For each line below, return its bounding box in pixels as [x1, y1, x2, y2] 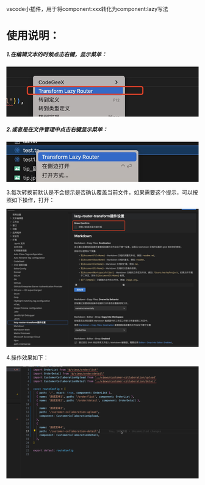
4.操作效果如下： [6, 354, 49, 361]
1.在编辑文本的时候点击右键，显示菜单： [6, 51, 107, 58]
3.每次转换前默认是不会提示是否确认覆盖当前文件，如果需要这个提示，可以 [6, 189, 193, 196]
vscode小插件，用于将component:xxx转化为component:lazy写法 [6, 5, 169, 12]
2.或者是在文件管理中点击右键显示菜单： [6, 126, 108, 133]
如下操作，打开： [11, 196, 55, 204]
